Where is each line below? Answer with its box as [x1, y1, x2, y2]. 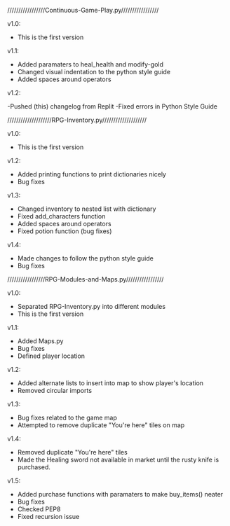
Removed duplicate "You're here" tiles [17, 448, 128, 456]
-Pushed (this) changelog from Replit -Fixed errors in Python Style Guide [7, 102, 217, 111]
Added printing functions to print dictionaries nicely [17, 170, 167, 178]
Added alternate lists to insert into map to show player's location [17, 379, 204, 387]
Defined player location [17, 352, 86, 360]
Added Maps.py [17, 337, 64, 345]
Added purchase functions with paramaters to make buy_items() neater [17, 490, 224, 498]
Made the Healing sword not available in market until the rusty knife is [17, 455, 219, 464]
